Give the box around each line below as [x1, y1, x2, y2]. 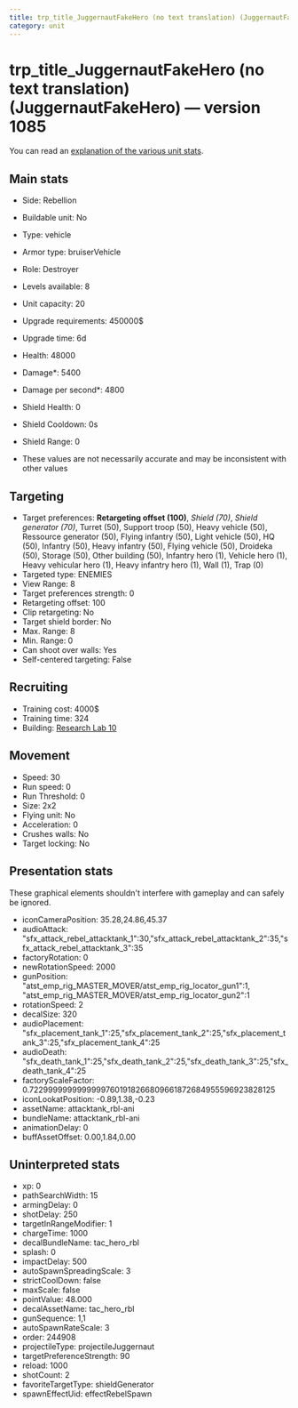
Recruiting [9, 680, 68, 695]
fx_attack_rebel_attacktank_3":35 [21, 942, 144, 953]
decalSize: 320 [21, 1009, 77, 1019]
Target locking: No [21, 838, 90, 849]
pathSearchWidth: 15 [21, 1190, 98, 1201]
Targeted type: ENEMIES [21, 569, 113, 580]
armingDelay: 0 [21, 1200, 78, 1211]
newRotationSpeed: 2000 [21, 961, 116, 972]
